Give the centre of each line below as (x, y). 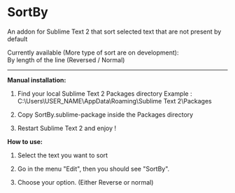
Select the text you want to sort (63, 155)
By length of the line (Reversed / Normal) (66, 59)
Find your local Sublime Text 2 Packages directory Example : (105, 93)
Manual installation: (37, 80)
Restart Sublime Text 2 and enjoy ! (67, 128)
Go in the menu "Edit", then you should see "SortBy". (93, 169)
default (17, 38)
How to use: (25, 141)
